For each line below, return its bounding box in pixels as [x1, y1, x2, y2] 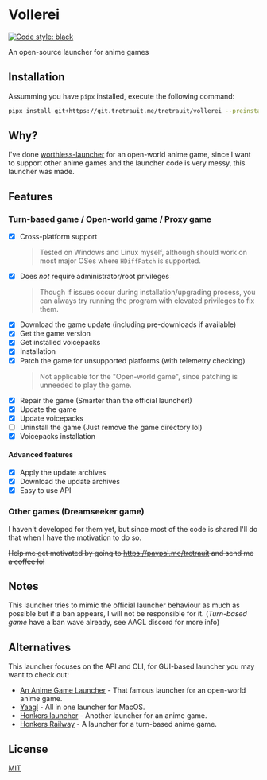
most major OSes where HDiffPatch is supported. [39, 256, 201, 266]
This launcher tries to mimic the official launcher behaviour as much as [8, 600, 240, 610]
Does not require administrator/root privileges [19, 272, 169, 281]
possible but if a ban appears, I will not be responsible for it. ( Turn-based [8, 609, 248, 619]
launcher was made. [8, 167, 75, 177]
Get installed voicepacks [19, 338, 101, 347]
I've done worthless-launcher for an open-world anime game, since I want [8, 149, 252, 160]
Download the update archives [19, 477, 121, 487]
